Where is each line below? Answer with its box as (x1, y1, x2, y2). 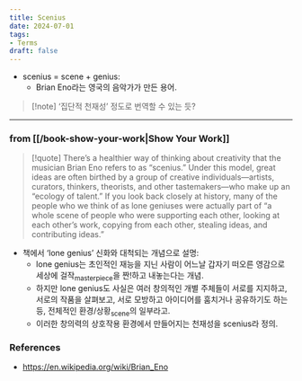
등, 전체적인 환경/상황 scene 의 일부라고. (35, 306, 171, 319)
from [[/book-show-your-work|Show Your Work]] (9, 132, 230, 145)
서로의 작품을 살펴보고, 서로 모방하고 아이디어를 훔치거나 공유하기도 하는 (35, 294, 289, 306)
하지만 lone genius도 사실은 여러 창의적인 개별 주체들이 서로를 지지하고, (35, 283, 288, 294)
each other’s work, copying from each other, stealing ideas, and (31, 219, 268, 230)
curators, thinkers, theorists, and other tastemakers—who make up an (31, 182, 290, 192)
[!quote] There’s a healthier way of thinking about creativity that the (31, 153, 281, 164)
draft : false (9, 47, 58, 56)
